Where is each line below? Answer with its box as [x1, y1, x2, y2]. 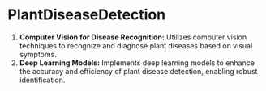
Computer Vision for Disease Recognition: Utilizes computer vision [19, 32, 247, 42]
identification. [19, 75, 66, 85]
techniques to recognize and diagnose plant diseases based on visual [19, 40, 253, 50]
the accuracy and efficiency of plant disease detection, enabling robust [19, 66, 258, 76]
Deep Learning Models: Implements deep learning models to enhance [19, 58, 255, 68]
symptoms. [19, 49, 58, 59]
